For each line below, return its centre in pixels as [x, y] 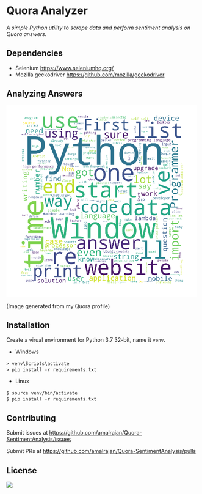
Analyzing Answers [45, 94]
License [22, 470]
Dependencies [34, 53]
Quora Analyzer [47, 11]
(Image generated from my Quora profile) [58, 306]
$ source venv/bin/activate [42, 393]
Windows [27, 352]
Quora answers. [27, 34]
